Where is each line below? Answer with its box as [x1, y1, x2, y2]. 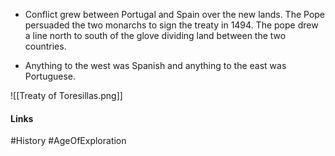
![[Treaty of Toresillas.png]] [10, 90, 123, 101]
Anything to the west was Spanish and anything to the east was [24, 60, 287, 71]
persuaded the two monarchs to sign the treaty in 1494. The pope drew [24, 19, 319, 31]
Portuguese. [24, 70, 77, 82]
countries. [24, 40, 67, 52]
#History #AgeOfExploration [10, 135, 127, 147]
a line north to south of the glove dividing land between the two [24, 30, 287, 41]
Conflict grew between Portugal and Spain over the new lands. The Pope [24, 9, 326, 20]
